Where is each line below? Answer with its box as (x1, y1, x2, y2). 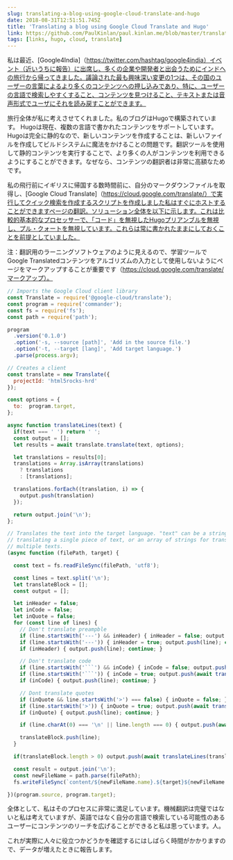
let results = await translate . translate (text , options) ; (13, 441, 185, 448)
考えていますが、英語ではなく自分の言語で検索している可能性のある (31, 813, 225, 822)
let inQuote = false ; (13, 613, 76, 620)
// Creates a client (7, 364, 67, 372)
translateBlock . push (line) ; (19, 734, 101, 741)
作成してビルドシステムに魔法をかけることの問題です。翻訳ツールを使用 (19, 140, 225, 149)
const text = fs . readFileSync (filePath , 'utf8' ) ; (13, 562, 159, 569)
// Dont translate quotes (19, 689, 95, 697)
